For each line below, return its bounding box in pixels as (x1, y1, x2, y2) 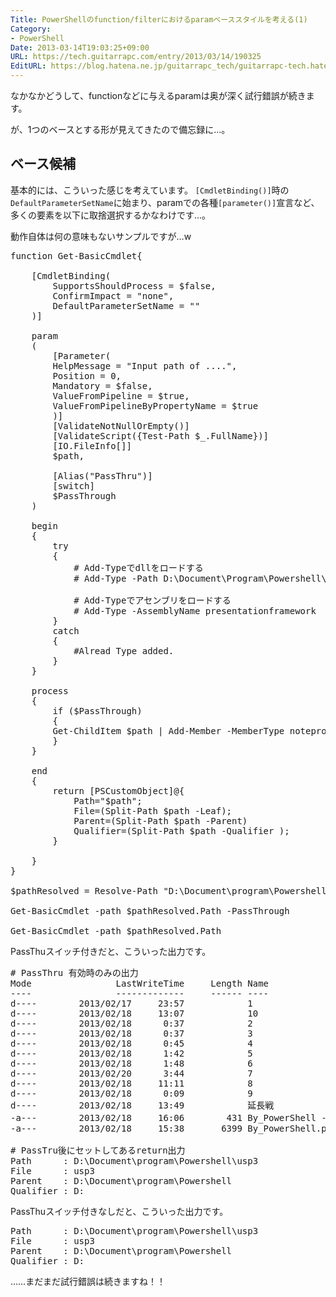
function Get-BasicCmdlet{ (10, 250, 143, 261)
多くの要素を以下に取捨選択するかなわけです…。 (10, 209, 212, 221)
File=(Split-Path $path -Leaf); (73, 805, 233, 816)
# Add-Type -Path (73, 572, 159, 584)
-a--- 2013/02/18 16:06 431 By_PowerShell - (10, 1112, 327, 1123)
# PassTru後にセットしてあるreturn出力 (10, 1144, 186, 1156)
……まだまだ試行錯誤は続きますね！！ (10, 1275, 166, 1287)
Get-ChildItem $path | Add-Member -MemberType (52, 725, 285, 736)
